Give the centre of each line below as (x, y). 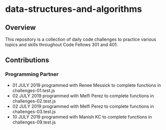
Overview (21, 28)
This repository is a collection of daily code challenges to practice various (81, 39)
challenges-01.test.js (34, 90)
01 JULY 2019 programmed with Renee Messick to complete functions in (87, 85)
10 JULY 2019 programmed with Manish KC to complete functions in (82, 117)
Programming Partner (32, 74)
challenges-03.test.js (34, 111)
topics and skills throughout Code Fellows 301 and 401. (62, 45)
